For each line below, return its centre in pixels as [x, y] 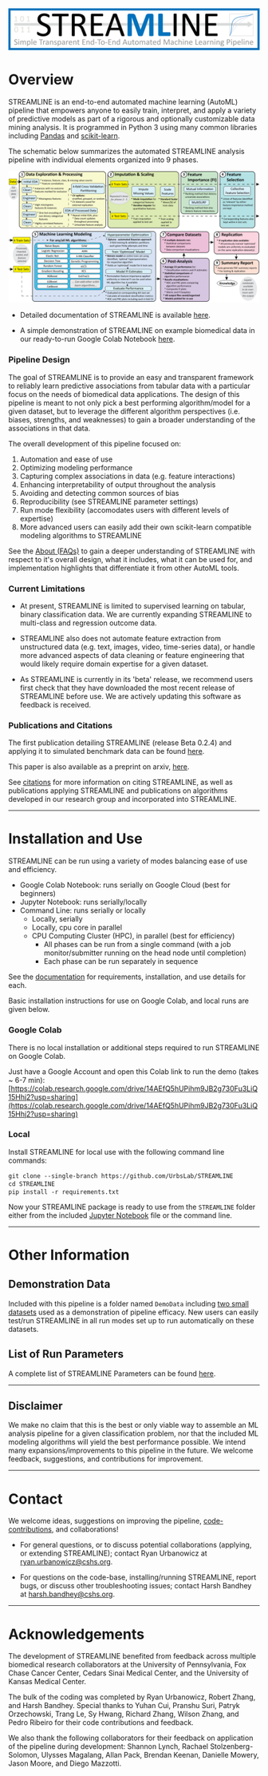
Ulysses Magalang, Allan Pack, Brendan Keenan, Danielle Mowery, [150, 1755]
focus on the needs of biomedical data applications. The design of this [124, 394]
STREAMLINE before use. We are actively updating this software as [130, 696]
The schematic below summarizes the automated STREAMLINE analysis [126, 151]
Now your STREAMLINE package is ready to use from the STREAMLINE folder [132, 1207]
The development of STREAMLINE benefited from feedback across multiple [132, 1656]
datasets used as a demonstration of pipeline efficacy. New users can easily [134, 1312]
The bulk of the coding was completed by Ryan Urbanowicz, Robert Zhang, [132, 1697]
